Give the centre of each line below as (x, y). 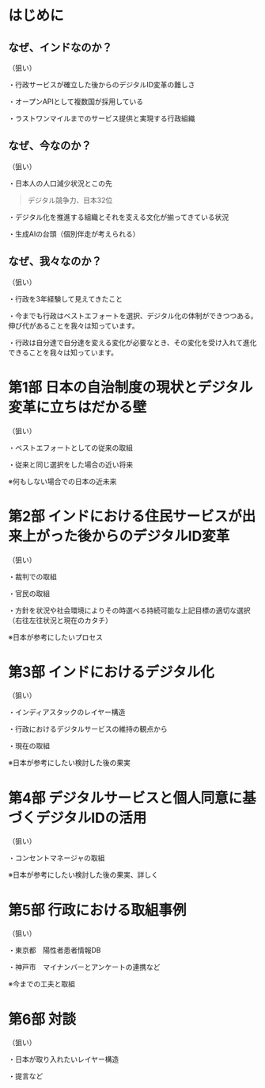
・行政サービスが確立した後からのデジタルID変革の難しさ (102, 85)
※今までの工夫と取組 (42, 984)
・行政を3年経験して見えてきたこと (66, 298)
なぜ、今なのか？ (50, 146)
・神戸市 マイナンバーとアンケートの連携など (84, 967)
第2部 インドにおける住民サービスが (125, 516)
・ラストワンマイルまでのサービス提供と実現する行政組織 (102, 118)
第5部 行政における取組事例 (98, 910)
